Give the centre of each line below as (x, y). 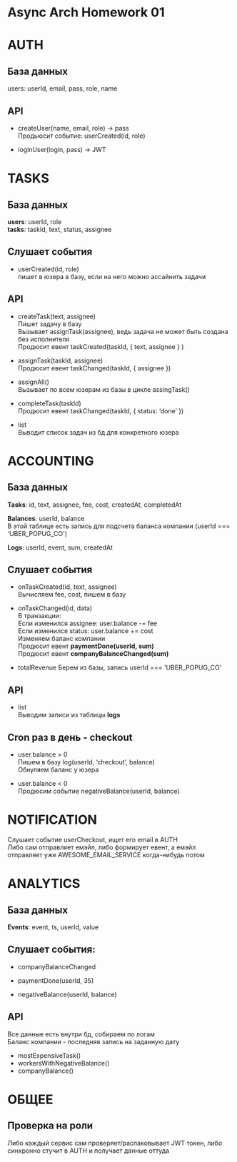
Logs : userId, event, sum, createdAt (60, 547)
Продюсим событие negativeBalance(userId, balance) (99, 791)
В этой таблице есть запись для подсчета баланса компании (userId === (119, 526)
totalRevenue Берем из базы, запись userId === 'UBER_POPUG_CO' (120, 667)
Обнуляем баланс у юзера (58, 770)
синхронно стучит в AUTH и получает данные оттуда (89, 1151)
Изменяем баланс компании (61, 639)
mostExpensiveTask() (49, 1055)
